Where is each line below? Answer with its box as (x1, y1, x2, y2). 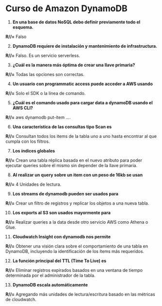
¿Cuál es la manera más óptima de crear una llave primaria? (12, 62, 135, 68)
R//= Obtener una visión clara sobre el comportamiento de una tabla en (5, 243, 148, 249)
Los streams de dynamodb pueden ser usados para (12, 191, 118, 196)
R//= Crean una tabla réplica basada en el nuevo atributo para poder (5, 157, 143, 163)
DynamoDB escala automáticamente (12, 282, 88, 287)
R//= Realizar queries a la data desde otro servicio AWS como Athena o (5, 219, 148, 225)
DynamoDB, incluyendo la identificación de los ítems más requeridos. (5, 248, 145, 254)
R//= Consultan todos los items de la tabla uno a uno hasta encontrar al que (5, 133, 157, 139)
